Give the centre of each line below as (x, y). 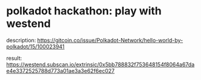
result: (14, 58)
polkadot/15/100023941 (36, 47)
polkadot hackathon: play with (84, 11)
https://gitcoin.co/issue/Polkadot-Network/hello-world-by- (110, 40)
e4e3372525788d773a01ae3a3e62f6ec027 (60, 70)
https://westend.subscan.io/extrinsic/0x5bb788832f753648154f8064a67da (101, 64)
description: (21, 40)
